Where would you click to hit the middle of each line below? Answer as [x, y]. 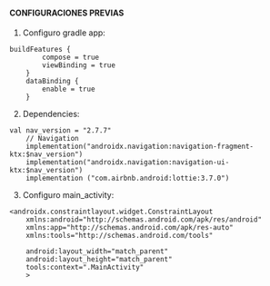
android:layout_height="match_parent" [99, 260]
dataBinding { [52, 82]
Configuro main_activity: [68, 195]
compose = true [71, 58]
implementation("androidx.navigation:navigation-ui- [128, 163]
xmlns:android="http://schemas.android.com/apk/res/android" [144, 220]
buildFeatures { [40, 50]
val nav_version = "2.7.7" [60, 131]
